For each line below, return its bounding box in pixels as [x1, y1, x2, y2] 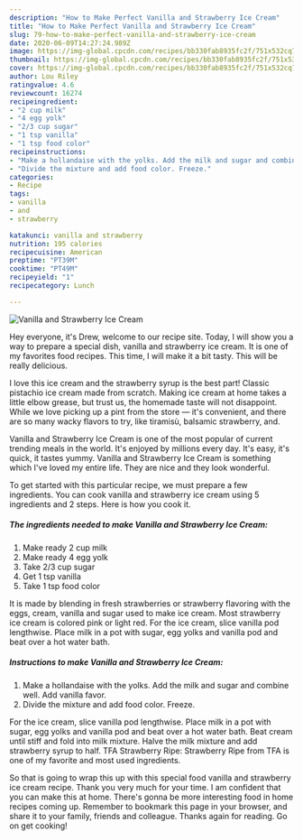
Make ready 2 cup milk [22, 542, 108, 553]
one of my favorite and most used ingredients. [9, 754, 181, 765]
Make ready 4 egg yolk [22, 551, 108, 562]
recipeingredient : [9, 97, 78, 106]
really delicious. [9, 360, 68, 371]
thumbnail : [9, 55, 50, 64]
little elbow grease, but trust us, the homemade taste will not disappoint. [9, 396, 278, 407]
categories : [9, 172, 54, 181]
